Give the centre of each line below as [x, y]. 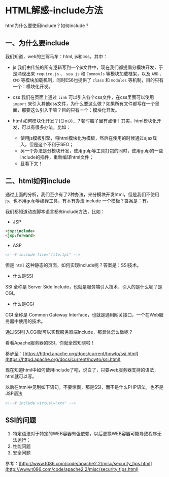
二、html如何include [38, 181]
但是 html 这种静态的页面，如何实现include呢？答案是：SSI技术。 [73, 265]
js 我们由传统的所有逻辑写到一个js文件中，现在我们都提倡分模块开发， [86, 67]
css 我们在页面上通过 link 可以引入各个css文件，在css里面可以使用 [83, 97]
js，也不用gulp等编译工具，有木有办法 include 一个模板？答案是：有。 [78, 201]
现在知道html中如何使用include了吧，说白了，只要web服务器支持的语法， [82, 370]
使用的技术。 [32, 321]
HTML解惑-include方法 [54, 10]
